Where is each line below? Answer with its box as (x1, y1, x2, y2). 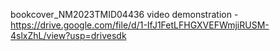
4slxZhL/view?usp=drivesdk (10, 30, 127, 41)
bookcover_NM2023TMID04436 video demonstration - (10, 9, 239, 20)
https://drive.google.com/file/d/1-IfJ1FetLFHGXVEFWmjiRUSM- (10, 19, 270, 31)
